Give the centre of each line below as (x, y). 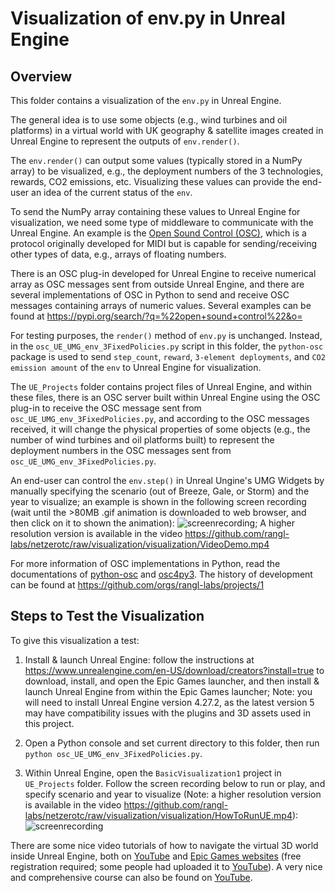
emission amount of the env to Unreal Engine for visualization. (136, 367)
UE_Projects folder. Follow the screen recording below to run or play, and (175, 783)
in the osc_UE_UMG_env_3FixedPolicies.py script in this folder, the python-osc (167, 346)
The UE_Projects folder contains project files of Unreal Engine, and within (161, 386)
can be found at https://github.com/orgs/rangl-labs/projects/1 (137, 585)
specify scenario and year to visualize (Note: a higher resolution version (173, 794)
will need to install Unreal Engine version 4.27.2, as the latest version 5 (169, 702)
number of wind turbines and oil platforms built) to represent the (142, 440)
